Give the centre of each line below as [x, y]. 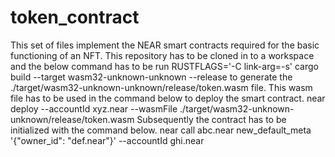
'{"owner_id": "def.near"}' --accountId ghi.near [107, 140]
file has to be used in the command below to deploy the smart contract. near [168, 98]
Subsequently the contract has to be [211, 119]
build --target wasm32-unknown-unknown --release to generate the [151, 77]
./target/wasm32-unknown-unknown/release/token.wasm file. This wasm [161, 87]
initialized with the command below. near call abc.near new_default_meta [161, 130]
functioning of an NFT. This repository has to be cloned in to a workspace [162, 55]
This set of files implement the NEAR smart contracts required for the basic [165, 45]
